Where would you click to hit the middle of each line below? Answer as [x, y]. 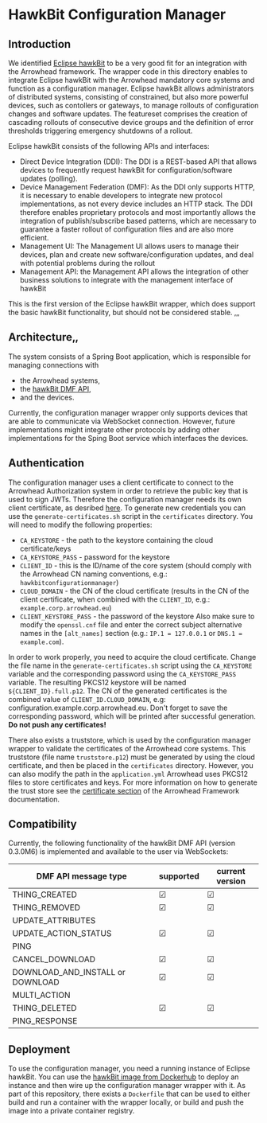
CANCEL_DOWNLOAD [54, 959]
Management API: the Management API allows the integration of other [134, 271]
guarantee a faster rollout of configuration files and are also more [127, 229]
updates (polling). [48, 178]
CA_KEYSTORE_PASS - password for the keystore [95, 557]
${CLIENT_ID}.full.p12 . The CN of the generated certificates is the [118, 691]
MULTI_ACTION [41, 995]
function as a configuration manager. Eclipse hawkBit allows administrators [131, 88]
